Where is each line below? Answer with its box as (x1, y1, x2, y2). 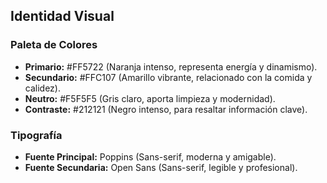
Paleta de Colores (10, 38, 98, 52)
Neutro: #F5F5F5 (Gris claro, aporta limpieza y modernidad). (24, 92, 276, 104)
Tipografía (10, 128, 63, 142)
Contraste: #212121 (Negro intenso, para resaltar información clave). (24, 103, 308, 115)
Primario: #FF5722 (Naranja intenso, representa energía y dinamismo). (24, 60, 318, 73)
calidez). (24, 82, 61, 94)
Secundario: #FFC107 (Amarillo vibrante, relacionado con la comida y (24, 71, 313, 83)
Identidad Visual (10, 8, 115, 25)
